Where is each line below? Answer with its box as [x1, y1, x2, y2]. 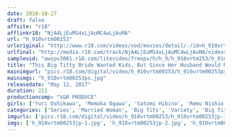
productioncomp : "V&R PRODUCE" [7, 94, 97, 101]
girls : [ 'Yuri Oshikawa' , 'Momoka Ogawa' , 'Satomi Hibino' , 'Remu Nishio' [7, 100, 227, 107]
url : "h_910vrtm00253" [7, 36, 72, 43]
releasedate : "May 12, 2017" [7, 81, 91, 88]
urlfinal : [7, 49, 36, 56]
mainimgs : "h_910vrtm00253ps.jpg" [7, 74, 107, 82]
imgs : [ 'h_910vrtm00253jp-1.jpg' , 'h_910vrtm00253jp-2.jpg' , [7, 119, 187, 127]
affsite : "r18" [7, 23, 51, 30]
